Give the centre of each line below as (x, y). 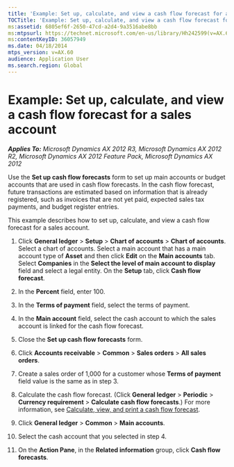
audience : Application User (49, 59)
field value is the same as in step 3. (68, 381)
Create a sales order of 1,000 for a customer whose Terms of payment (119, 374)
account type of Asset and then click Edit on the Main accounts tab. (116, 255)
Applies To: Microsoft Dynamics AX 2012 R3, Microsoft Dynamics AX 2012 (115, 149)
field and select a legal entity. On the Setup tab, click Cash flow (109, 270)
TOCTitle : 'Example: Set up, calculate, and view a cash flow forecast (114, 20)
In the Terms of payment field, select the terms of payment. (104, 305)
